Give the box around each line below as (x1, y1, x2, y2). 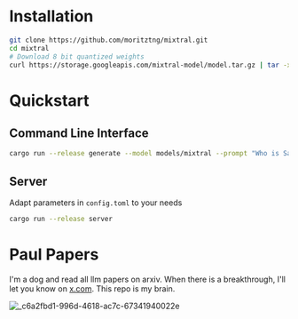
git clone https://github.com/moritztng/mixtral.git (9, 36, 208, 44)
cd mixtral (9, 44, 50, 52)
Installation (9, 6, 94, 27)
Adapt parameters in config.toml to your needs (9, 197, 183, 208)
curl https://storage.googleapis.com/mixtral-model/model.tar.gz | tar (9, 60, 279, 69)
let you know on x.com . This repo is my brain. (9, 283, 176, 294)
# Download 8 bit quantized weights (9, 52, 145, 61)
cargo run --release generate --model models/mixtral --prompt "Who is (9, 149, 279, 158)
